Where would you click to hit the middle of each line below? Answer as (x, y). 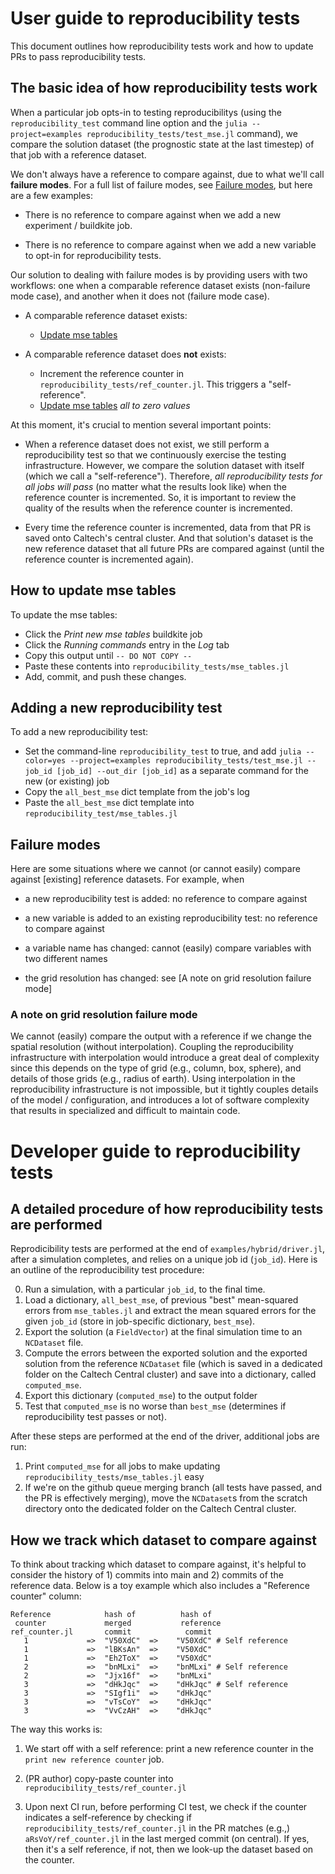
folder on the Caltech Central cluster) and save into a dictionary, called (170, 1374)
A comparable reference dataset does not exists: (125, 354)
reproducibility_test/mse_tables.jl (101, 814)
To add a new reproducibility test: (79, 732)
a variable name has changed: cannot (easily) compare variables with (168, 948)
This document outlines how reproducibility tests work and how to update (162, 46)
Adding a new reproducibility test (116, 707)
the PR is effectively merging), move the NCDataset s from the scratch (166, 1498)
